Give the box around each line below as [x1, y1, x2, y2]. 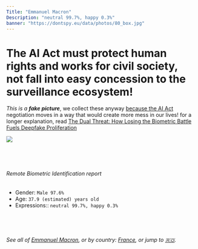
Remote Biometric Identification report [6, 170, 102, 178]
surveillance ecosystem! [6, 85, 133, 99]
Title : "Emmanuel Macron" [6, 8, 71, 15]
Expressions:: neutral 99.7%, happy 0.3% [15, 201, 118, 209]
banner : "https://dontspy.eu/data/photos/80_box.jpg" [6, 20, 145, 26]
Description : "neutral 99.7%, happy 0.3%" [6, 15, 115, 21]
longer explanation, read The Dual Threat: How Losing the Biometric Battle [6, 118, 192, 125]
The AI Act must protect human [6, 46, 167, 60]
